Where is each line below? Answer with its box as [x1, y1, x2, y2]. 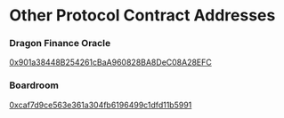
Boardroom [9, 79, 60, 91]
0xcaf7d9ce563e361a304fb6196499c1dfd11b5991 [9, 99, 192, 110]
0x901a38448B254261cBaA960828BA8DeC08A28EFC [9, 57, 212, 67]
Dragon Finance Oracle [9, 37, 111, 50]
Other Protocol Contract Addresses [9, 5, 276, 26]
